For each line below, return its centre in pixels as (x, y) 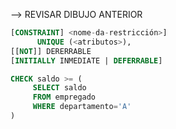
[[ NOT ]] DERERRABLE (51, 51)
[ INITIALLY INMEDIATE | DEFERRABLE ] (86, 60)
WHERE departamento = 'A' (82, 107)
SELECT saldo (59, 88)
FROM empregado (64, 97)
